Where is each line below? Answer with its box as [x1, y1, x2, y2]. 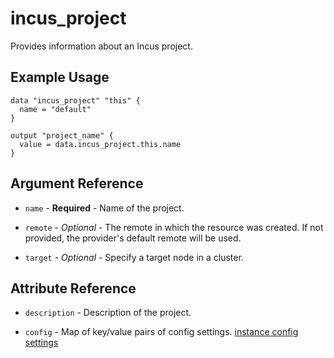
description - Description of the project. [24, 307, 192, 319]
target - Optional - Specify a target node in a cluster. [24, 251, 244, 263]
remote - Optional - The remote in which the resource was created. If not [24, 221, 324, 233]
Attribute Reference [10, 280, 137, 297]
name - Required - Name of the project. [24, 202, 185, 214]
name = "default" [19, 104, 92, 114]
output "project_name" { [10, 130, 114, 141]
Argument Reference [10, 175, 144, 192]
